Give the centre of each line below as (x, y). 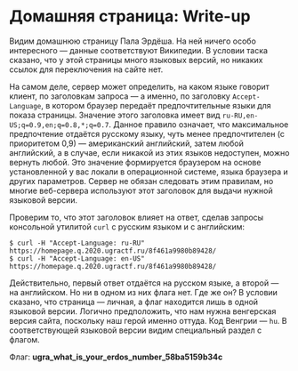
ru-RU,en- (240, 116)
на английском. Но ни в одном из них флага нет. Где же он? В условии (144, 292)
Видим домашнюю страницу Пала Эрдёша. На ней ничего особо (133, 41)
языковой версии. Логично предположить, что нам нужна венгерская (143, 311)
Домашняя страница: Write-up (130, 16)
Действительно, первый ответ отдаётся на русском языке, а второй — (144, 283)
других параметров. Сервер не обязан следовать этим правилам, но (141, 181)
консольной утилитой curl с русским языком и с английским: (127, 226)
